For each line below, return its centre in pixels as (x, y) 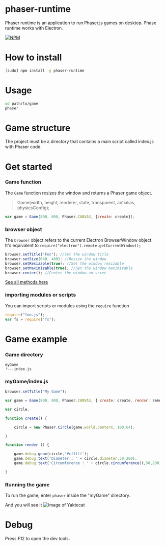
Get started (29, 167)
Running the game (27, 484)
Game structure (38, 128)
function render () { (27, 445)
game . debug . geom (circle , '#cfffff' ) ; (52, 454)
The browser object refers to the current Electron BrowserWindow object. (79, 240)
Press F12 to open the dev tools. (38, 539)
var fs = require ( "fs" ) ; (30, 319)
